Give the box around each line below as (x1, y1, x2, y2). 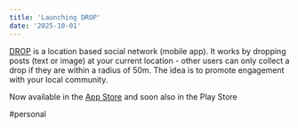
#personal (9, 108, 47, 119)
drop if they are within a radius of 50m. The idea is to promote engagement (9, 64, 285, 76)
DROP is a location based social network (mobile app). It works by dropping (9, 45, 286, 56)
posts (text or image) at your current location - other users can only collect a (9, 55, 290, 66)
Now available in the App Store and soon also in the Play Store (9, 91, 238, 102)
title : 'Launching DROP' (9, 12, 101, 22)
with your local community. (9, 74, 109, 84)
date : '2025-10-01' (9, 21, 82, 30)
